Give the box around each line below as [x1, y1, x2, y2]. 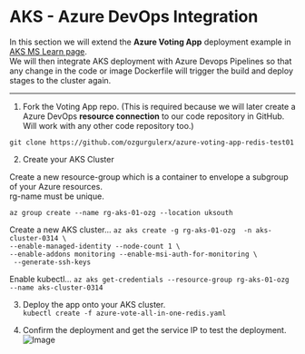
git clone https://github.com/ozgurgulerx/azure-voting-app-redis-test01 [9, 138, 295, 147]
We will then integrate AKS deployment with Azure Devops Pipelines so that [9, 55, 292, 66]
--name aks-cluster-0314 [9, 283, 103, 292]
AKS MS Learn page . [9, 45, 88, 56]
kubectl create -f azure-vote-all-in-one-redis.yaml [22, 309, 227, 318]
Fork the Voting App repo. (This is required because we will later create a [22, 101, 297, 112]
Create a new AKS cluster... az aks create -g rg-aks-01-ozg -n [9, 224, 252, 235]
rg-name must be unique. [9, 191, 104, 202]
